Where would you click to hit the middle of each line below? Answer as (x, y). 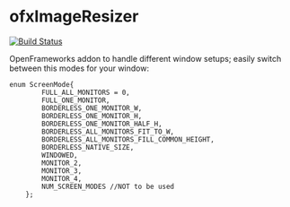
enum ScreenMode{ (42, 84)
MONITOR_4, (62, 178)
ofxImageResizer (74, 17)
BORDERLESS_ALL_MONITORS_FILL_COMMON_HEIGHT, (128, 139)
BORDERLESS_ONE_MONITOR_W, (92, 108)
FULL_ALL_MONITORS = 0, (86, 92)
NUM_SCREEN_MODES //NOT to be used (108, 186)
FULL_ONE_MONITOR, (76, 100)
